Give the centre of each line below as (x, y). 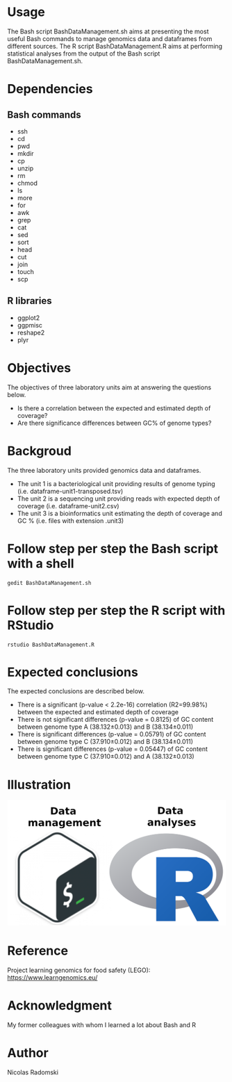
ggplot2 (28, 318)
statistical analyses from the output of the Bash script (84, 54)
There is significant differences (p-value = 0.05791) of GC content (111, 734)
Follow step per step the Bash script (113, 548)
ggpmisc (30, 325)
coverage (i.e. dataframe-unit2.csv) (68, 506)
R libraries (30, 301)
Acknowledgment (60, 1006)
